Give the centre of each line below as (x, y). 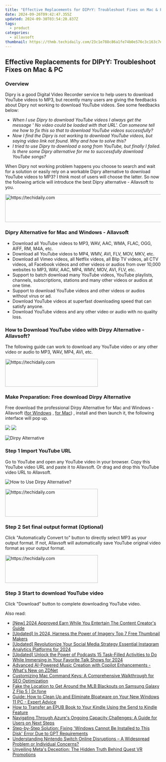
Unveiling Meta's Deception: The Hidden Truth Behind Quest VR (77, 749)
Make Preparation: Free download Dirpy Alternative (68, 397)
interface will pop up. (27, 418)
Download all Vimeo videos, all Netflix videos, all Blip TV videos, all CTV (85, 259)
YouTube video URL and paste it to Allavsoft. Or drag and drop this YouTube (82, 467)
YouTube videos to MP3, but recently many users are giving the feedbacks (81, 100)
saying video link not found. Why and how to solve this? (69, 141)
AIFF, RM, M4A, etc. (33, 249)
